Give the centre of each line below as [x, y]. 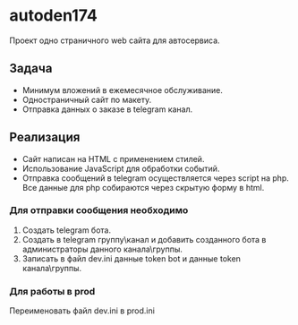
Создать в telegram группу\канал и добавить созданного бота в [144, 239]
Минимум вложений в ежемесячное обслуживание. [123, 90]
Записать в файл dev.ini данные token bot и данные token [132, 258]
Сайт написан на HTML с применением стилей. [113, 158]
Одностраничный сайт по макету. [87, 99]
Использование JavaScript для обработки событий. [121, 168]
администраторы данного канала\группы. [102, 249]
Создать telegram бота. [67, 230]
